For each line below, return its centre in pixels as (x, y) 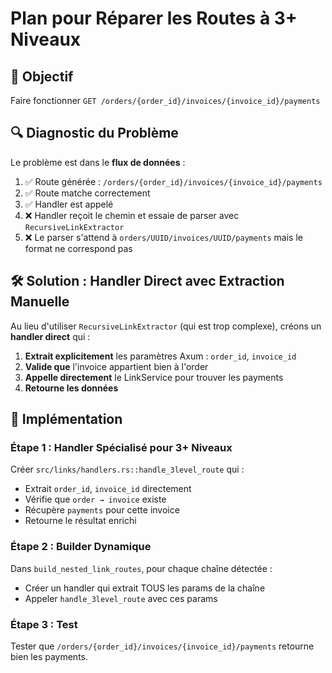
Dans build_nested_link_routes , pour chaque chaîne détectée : (141, 568)
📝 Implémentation (66, 419)
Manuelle (40, 302)
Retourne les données (71, 388)
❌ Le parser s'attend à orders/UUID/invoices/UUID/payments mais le (163, 237)
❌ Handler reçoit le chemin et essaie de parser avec (132, 215)
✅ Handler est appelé (69, 204)
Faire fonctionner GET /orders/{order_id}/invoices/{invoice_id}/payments (165, 100)
